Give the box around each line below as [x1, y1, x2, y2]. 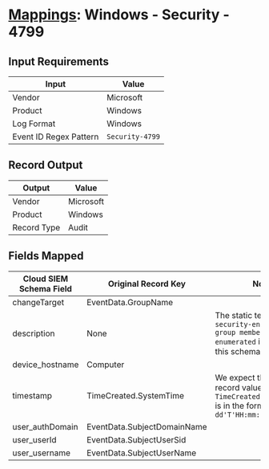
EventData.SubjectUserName [86, 447, 197, 459]
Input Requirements [8, 55, 110, 68]
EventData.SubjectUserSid [86, 434, 187, 445]
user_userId [12, 434, 58, 445]
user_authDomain [12, 421, 78, 432]
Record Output [8, 158, 83, 172]
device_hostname [12, 359, 79, 370]
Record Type [12, 222, 61, 233]
